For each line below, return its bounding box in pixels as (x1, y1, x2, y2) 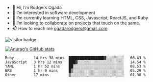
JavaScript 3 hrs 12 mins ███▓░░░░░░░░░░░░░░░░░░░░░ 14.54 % (5, 60, 146, 65)
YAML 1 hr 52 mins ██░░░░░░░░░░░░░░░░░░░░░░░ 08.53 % (5, 64, 146, 69)
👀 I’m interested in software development (12, 10, 96, 16)
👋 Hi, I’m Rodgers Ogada (12, 5, 62, 10)
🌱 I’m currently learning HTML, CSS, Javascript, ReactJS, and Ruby (12, 15, 149, 20)
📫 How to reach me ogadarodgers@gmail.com (12, 26, 108, 31)
